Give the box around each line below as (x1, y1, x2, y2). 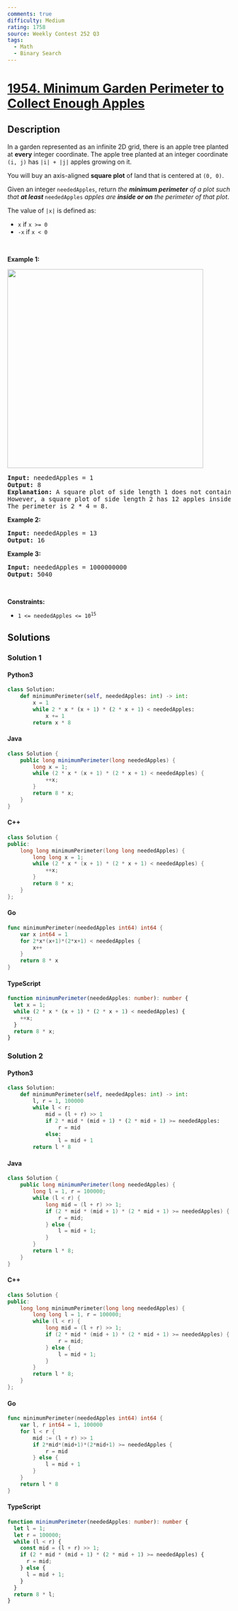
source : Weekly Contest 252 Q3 (7, 30, 100, 38)
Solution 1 (7, 653, 42, 663)
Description (7, 123, 60, 135)
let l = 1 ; (13, 1525, 46, 1532)
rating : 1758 (7, 23, 46, 30)
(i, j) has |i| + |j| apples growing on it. (7, 157, 132, 166)
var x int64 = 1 (20, 931, 69, 938)
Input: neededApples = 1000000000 (7, 563, 127, 571)
